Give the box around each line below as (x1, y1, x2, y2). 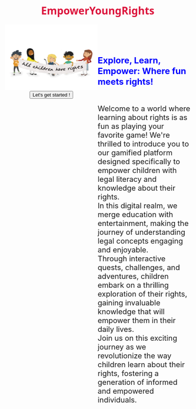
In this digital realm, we (98, 201, 178, 211)
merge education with (98, 210, 174, 220)
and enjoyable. (98, 245, 149, 255)
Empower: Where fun (98, 65, 187, 77)
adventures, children (98, 272, 169, 281)
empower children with (98, 166, 177, 175)
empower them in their (98, 316, 176, 325)
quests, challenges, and (98, 263, 180, 272)
